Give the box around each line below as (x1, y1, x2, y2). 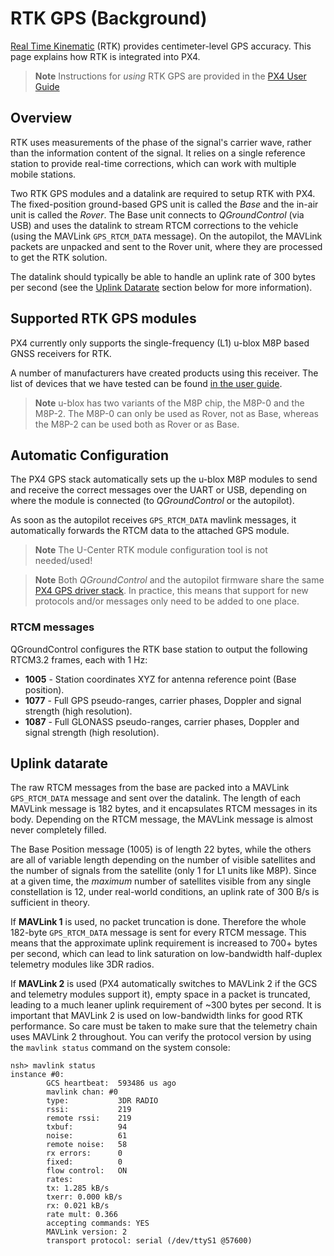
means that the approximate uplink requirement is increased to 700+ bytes (10, 937, 318, 949)
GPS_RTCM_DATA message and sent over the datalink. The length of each (10, 792, 302, 804)
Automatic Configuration (10, 447, 170, 464)
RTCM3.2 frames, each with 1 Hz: (10, 653, 148, 666)
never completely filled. (10, 824, 107, 836)
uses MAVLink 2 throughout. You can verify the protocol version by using (10, 1031, 312, 1043)
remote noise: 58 (46, 1140, 128, 1150)
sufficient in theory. (10, 897, 91, 909)
